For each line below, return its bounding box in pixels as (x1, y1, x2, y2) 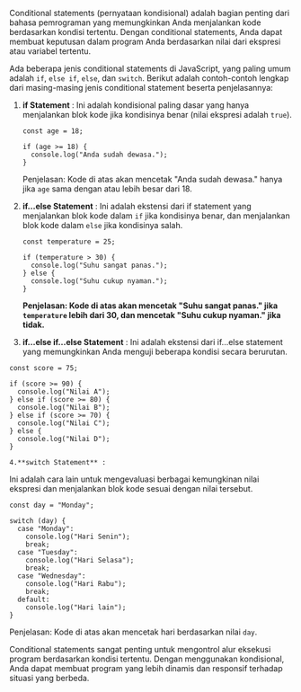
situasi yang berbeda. (9, 673, 90, 683)
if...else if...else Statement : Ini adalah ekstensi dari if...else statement (22, 337, 283, 347)
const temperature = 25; (22, 237, 116, 246)
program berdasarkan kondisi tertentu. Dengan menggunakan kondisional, (9, 653, 285, 664)
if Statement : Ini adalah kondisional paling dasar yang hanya (22, 100, 250, 111)
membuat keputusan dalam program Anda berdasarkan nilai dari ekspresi (9, 36, 281, 47)
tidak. (22, 319, 45, 330)
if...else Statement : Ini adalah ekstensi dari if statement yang (22, 201, 252, 211)
